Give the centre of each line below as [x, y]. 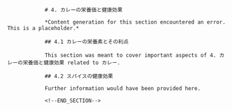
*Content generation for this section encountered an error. [135, 22]
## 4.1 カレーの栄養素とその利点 [86, 42]
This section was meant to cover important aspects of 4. [130, 55]
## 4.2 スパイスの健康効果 [79, 76]
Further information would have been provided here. [122, 89]
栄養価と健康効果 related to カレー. [71, 63]
